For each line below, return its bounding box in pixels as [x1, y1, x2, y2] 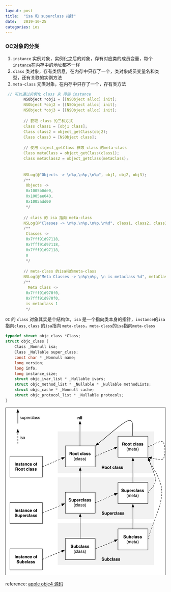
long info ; [14, 366, 38, 371]
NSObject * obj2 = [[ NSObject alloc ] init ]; [23, 102, 117, 107]
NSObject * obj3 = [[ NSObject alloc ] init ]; [23, 107, 117, 113]
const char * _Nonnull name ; [14, 355, 76, 360]
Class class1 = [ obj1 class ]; [23, 124, 88, 129]
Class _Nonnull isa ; [14, 344, 58, 349]
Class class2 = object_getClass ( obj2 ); [23, 129, 108, 134]
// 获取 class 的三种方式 [23, 118, 73, 123]
